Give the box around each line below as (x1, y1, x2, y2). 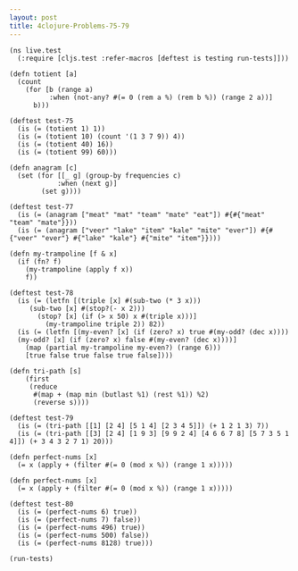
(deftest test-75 (9, 116, 74, 125)
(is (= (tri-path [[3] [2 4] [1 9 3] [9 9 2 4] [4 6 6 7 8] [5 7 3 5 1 (17, 429, 290, 438)
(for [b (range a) (25, 85, 94, 94)
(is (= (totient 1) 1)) (17, 124, 105, 133)
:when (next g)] (56, 179, 118, 188)
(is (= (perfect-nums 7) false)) (17, 515, 142, 524)
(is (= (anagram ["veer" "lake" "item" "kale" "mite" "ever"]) (17, 225, 257, 235)
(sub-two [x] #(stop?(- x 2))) (29, 304, 145, 313)
